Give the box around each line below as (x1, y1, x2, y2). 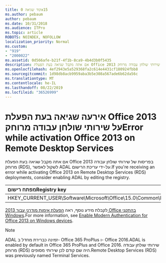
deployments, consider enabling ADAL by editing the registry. (5, 175, 130, 181)
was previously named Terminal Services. (5, 253, 90, 259)
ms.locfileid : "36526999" (5, 90, 58, 95)
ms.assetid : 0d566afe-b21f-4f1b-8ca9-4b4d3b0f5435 (5, 58, 112, 63)
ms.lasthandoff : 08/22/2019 (5, 85, 63, 90)
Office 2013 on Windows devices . (5, 218, 74, 224)
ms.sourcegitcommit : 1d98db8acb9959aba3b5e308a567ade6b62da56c (5, 72, 138, 76)
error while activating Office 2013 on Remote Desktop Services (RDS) (5, 169, 146, 175)
